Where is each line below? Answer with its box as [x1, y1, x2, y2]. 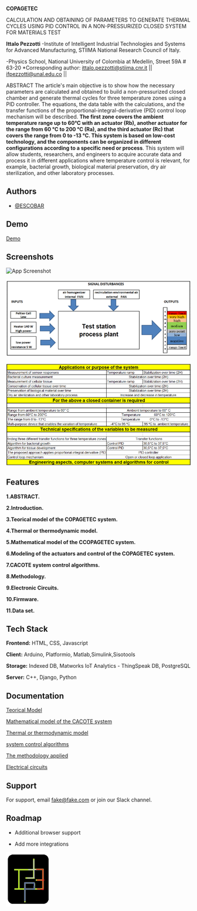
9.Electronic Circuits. [6, 584, 59, 591]
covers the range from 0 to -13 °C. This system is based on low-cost [6, 132, 175, 139]
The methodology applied [6, 752, 69, 759]
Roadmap [6, 813, 42, 823]
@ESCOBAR [14, 202, 45, 209]
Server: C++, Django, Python [6, 674, 77, 681]
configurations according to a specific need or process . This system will [6, 144, 185, 151]
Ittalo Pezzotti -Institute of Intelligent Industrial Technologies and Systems [6, 41, 186, 47]
